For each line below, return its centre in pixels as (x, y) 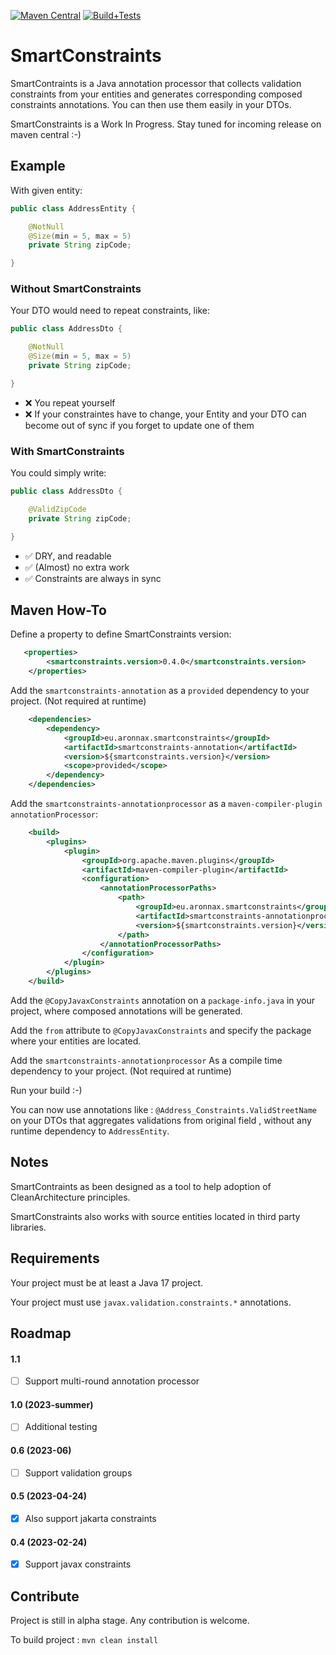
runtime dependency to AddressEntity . (90, 1131)
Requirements (55, 1258)
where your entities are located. (76, 1041)
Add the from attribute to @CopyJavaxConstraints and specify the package (161, 1030)
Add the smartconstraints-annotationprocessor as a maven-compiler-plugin (166, 804)
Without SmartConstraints (76, 289)
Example (38, 166)
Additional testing (61, 1427)
